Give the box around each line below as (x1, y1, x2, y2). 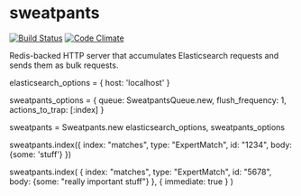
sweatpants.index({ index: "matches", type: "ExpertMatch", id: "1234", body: (9, 139, 293, 150)
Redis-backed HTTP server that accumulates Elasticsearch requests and (9, 50, 279, 61)
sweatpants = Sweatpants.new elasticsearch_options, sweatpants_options (9, 121, 286, 133)
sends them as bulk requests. (9, 60, 119, 70)
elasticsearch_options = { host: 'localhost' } (9, 77, 170, 88)
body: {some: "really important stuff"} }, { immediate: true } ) (9, 175, 234, 187)
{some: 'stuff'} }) (9, 148, 72, 160)
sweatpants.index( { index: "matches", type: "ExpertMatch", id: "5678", (9, 166, 272, 177)
